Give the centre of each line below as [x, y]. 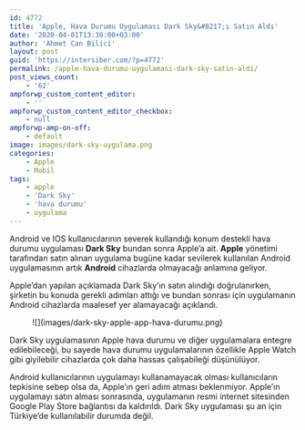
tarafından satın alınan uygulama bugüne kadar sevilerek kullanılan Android [150, 258]
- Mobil [40, 170]
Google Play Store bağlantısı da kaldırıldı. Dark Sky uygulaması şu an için [146, 405]
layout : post [34, 52]
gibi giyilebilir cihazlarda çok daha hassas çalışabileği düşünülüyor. [135, 359]
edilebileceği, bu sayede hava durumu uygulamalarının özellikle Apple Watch [153, 349]
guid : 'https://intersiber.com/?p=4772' [87, 60]
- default [45, 137]
